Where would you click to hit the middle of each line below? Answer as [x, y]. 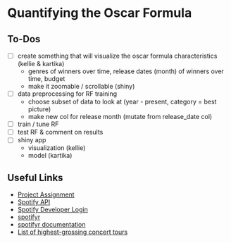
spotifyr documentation [51, 225]
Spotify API [34, 202]
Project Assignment [46, 194]
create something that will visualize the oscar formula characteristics [117, 56]
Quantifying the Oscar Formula [100, 13]
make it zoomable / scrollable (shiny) [81, 87]
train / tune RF [38, 124]
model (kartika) [50, 156]
